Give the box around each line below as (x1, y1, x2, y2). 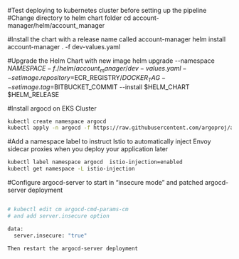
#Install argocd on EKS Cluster (7, 103, 97, 113)
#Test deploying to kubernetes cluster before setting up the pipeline (7, 6, 207, 14)
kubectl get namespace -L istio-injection (7, 166, 135, 173)
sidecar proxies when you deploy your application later (7, 145, 169, 153)
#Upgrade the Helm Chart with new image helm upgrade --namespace (7, 56, 215, 65)
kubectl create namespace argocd (7, 118, 107, 125)
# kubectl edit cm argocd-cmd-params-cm (7, 206, 129, 213)
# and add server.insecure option (7, 212, 110, 220)
